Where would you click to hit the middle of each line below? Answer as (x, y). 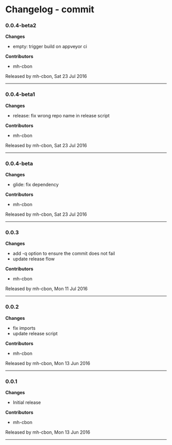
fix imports (24, 328)
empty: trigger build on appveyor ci (50, 47)
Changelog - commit (50, 9)
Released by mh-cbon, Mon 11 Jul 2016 (47, 289)
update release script (35, 333)
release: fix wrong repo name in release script (61, 115)
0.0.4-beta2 (21, 26)
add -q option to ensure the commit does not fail (64, 254)
